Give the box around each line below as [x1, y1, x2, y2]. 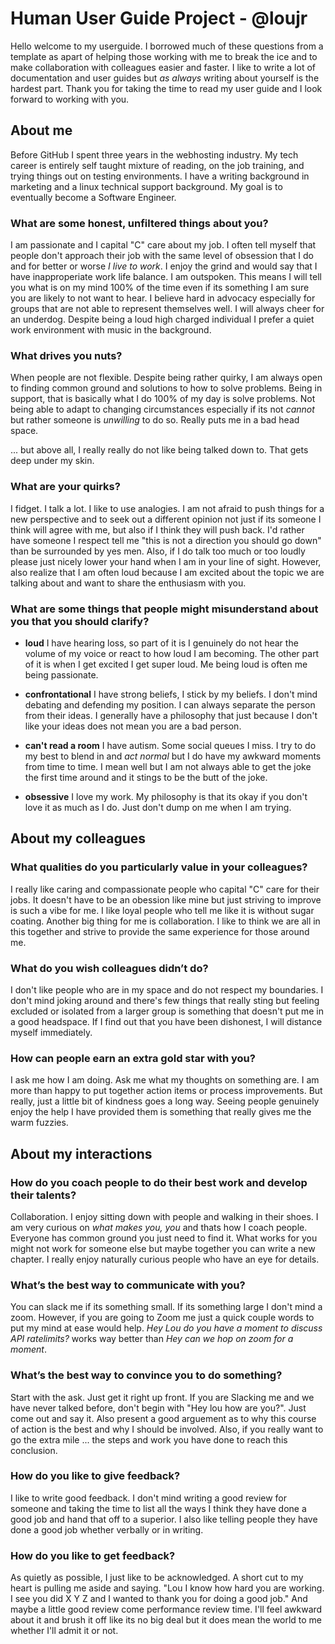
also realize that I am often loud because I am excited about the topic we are [10, 566, 325, 578]
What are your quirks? [10, 480, 121, 494]
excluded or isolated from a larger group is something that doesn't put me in [10, 1005, 325, 1017]
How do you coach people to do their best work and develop [10, 1175, 308, 1189]
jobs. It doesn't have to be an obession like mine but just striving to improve [10, 893, 322, 906]
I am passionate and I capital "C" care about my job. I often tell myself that [10, 239, 317, 251]
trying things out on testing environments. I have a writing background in [10, 170, 310, 182]
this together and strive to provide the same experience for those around [10, 925, 310, 937]
